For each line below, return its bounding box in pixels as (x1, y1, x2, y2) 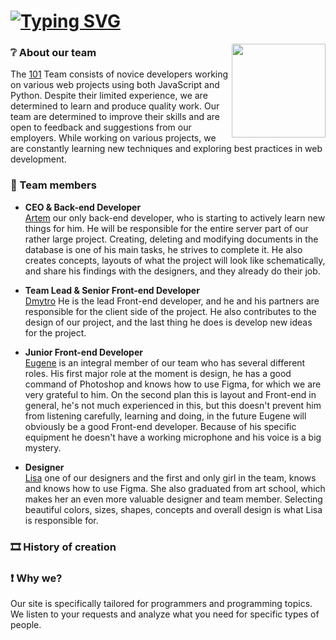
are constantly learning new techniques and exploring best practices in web (10, 143, 323, 155)
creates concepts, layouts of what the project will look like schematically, (24, 254, 326, 266)
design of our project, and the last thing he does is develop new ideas (24, 316, 313, 328)
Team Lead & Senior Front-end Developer (24, 284, 200, 296)
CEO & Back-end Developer (24, 201, 142, 213)
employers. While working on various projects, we (10, 132, 217, 144)
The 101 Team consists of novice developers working (10, 68, 229, 80)
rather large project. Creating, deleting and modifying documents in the (24, 233, 319, 245)
